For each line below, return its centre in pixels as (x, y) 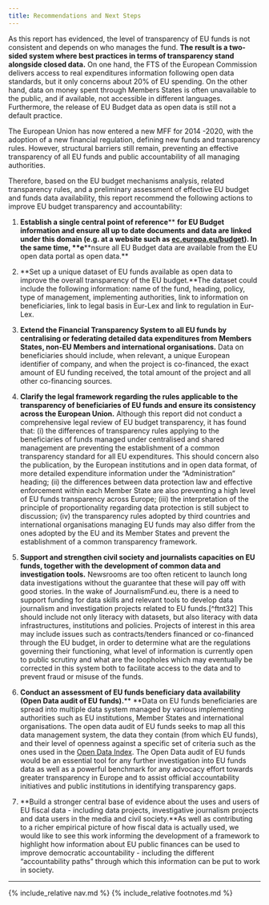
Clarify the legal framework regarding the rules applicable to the (129, 396)
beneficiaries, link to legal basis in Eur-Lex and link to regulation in (129, 305)
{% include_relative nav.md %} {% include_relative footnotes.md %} (121, 893)
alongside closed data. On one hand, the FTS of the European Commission (133, 64)
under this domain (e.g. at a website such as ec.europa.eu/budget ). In (139, 238)
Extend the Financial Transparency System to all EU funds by (123, 329)
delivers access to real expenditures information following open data (121, 72)
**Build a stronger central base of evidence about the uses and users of (140, 801)
